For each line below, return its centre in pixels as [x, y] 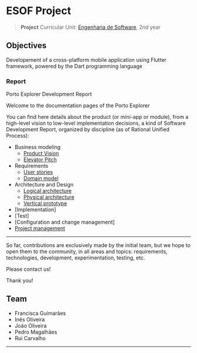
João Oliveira [30, 325]
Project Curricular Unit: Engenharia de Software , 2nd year [91, 27]
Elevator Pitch [40, 159]
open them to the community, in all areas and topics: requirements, [87, 252]
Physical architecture [49, 197]
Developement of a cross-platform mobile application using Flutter [86, 59]
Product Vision [41, 154]
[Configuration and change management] [65, 222]
